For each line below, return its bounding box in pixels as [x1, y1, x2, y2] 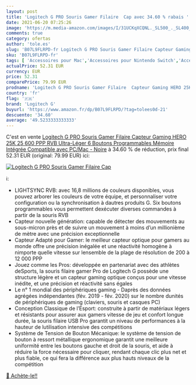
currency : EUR [6, 68, 41, 74]
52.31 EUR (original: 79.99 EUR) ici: [6, 152, 90, 159]
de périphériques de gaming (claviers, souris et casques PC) [14, 299, 160, 306]
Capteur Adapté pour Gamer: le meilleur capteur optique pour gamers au [14, 236, 190, 243]
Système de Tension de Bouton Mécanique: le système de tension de [14, 330, 181, 337]
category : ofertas [6, 36, 51, 42]
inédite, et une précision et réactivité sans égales [14, 280, 133, 287]
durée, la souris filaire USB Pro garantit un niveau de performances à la [14, 317, 185, 325]
